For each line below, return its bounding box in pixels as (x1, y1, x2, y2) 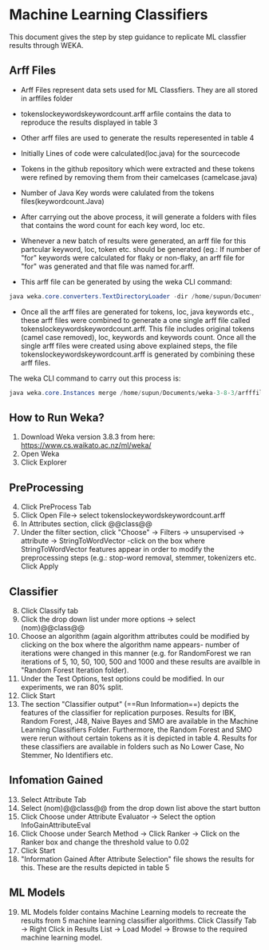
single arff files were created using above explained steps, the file (20, 341, 238, 350)
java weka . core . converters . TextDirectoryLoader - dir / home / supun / (9, 292, 235, 301)
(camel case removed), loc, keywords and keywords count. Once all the (20, 332, 256, 341)
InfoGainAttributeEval (20, 820, 91, 829)
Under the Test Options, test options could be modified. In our (20, 673, 225, 683)
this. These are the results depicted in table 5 (20, 862, 170, 872)
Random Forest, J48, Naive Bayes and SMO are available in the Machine (20, 716, 259, 725)
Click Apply (20, 561, 59, 571)
